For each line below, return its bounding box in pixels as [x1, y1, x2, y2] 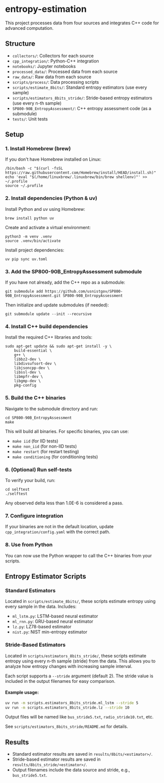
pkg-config [14, 383, 37, 388]
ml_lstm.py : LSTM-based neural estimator [12, 613, 98, 619]
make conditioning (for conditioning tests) [12, 454, 98, 460]
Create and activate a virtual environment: [5, 224, 91, 230]
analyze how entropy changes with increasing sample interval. [5, 663, 133, 669]
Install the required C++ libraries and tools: [5, 334, 93, 340]
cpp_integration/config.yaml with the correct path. [5, 529, 110, 535]
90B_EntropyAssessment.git [5, 294, 61, 299]
